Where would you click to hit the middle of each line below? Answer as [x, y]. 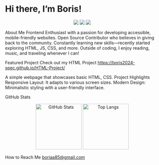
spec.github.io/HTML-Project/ [35, 68]
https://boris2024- [116, 62]
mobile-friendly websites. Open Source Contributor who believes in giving [80, 37]
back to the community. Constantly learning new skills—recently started [78, 43]
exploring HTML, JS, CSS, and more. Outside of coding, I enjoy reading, [78, 48]
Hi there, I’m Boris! [43, 9]
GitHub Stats [18, 97]
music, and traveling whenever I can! [42, 53]
